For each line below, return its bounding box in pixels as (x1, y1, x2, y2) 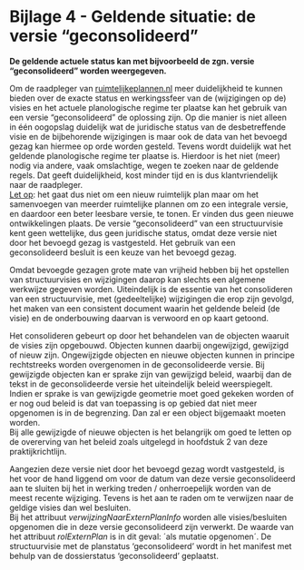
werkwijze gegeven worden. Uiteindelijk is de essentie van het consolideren (9, 283, 293, 294)
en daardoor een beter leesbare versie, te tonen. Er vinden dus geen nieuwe (9, 208, 295, 219)
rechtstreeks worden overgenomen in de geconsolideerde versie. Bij (9, 359, 265, 369)
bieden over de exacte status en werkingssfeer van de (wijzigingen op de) (9, 93, 287, 103)
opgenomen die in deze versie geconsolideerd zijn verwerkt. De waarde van (9, 521, 295, 532)
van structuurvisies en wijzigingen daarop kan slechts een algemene (9, 274, 266, 285)
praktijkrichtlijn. (9, 446, 67, 457)
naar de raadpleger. (9, 179, 83, 190)
